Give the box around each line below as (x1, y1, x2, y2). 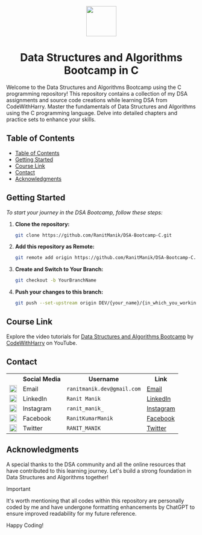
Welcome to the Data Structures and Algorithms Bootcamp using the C (6, 84, 182, 91)
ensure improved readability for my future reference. (6, 510, 137, 517)
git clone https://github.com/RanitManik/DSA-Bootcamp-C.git (14, 232, 172, 238)
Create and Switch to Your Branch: (14, 266, 104, 273)
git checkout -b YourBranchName (14, 277, 96, 284)
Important (6, 485, 31, 493)
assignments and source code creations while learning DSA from (6, 96, 168, 103)
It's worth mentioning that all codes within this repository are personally (6, 497, 185, 504)
